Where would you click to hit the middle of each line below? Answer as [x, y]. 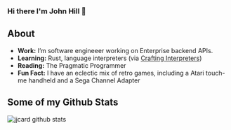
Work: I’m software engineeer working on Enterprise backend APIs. [115, 50]
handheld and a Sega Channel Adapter [84, 80]
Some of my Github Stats [63, 102]
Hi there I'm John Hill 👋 [47, 11]
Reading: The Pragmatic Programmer [72, 65]
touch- [216, 73]
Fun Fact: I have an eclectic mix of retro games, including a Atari [111, 73]
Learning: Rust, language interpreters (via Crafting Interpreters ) [110, 58]
